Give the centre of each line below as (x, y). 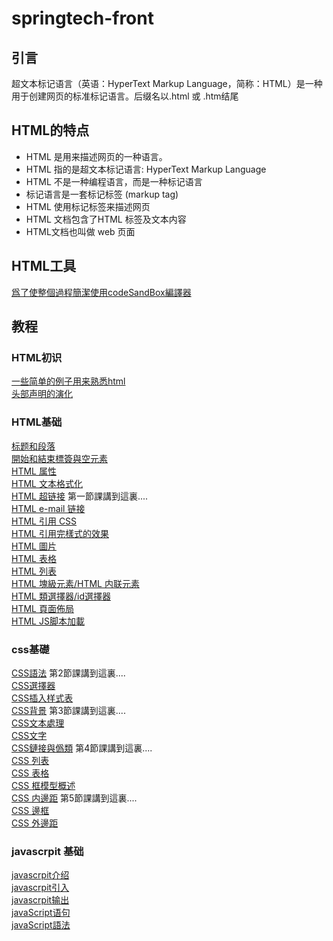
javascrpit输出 (40, 900)
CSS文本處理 (38, 723)
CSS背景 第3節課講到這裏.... (68, 710)
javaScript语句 (41, 913)
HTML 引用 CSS (44, 521)
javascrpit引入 (40, 888)
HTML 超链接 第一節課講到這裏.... (80, 496)
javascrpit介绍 (40, 875)
